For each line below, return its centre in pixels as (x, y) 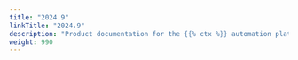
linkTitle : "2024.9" (47, 26)
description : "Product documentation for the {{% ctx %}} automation (141, 34)
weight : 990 (31, 42)
